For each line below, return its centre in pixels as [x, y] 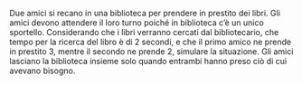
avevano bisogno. [42, 71]
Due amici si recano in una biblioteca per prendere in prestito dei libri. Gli [145, 13]
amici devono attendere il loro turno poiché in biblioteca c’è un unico [137, 23]
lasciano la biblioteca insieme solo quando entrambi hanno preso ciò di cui [148, 61]
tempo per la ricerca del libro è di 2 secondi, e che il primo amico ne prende [151, 42]
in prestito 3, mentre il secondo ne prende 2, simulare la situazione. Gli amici [151, 52]
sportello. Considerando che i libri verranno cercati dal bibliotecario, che [144, 32]
